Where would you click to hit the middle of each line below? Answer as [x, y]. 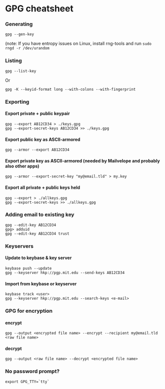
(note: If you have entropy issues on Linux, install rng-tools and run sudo [78, 44]
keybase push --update [28, 268]
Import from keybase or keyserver [41, 283]
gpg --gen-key [20, 34]
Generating [19, 24]
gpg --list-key [21, 71]
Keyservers [19, 246]
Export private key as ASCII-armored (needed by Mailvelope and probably [82, 161]
